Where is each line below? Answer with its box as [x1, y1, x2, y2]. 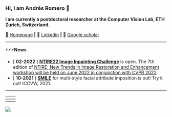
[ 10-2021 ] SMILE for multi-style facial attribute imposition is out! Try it [12, 75, 163, 81]
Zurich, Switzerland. [5, 22, 50, 28]
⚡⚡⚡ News [5, 47, 27, 53]
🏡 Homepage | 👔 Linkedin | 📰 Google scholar [5, 32, 100, 38]
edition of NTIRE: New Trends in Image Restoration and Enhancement [12, 64, 160, 70]
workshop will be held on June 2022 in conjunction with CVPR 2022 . [12, 69, 158, 76]
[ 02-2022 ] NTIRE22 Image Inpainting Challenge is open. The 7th [12, 59, 155, 65]
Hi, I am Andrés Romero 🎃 [5, 5, 70, 12]
